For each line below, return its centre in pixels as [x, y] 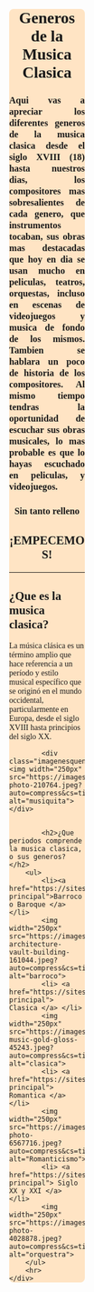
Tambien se [47, 350]
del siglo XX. [31, 737]
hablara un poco [47, 361]
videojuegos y [47, 316]
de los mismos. [47, 339]
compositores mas [47, 191]
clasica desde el [47, 145]
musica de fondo [47, 327]
